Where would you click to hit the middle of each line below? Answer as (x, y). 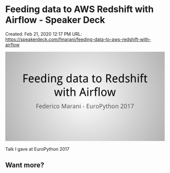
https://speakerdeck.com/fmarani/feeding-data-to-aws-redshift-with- (78, 39)
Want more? (25, 165)
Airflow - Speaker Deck (55, 20)
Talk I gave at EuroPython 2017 (37, 149)
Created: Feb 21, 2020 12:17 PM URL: (44, 34)
